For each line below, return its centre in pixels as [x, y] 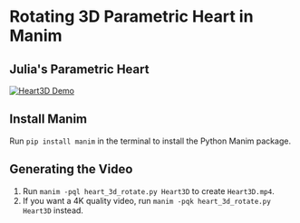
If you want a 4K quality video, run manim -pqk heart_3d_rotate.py [147, 200]
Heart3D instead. [53, 210]
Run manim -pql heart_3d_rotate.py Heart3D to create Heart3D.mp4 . [148, 190]
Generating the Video [71, 169]
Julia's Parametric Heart [79, 69]
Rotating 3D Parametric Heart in [131, 17]
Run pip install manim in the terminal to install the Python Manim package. [150, 141]
